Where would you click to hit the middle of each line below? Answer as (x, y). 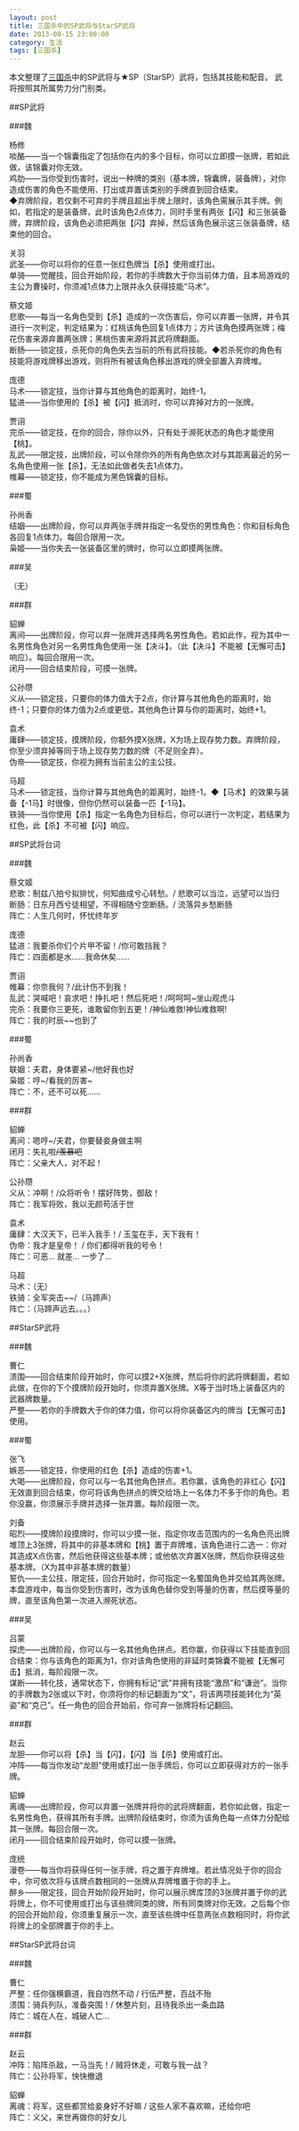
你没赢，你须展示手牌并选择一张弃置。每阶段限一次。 (107, 1504)
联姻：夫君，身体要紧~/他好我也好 (72, 1069)
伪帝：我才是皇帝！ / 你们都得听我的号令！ (87, 1245)
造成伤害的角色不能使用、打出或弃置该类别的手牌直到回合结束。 (126, 190)
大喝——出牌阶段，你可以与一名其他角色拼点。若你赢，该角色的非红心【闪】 (149, 1482)
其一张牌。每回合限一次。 (56, 1829)
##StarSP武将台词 (42, 1945)
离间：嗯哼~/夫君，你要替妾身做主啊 (76, 1140)
